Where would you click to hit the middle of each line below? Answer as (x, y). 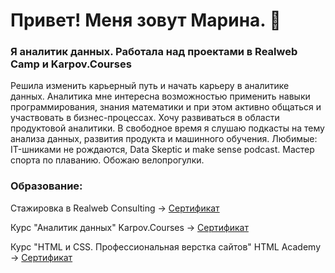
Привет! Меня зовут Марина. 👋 (146, 20)
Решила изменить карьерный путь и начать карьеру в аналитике (150, 86)
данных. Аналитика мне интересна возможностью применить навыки (160, 96)
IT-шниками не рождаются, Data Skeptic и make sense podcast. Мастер (162, 150)
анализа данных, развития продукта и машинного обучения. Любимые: (164, 139)
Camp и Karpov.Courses (71, 64)
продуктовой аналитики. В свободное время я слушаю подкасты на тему (167, 128)
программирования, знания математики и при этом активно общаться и (166, 107)
